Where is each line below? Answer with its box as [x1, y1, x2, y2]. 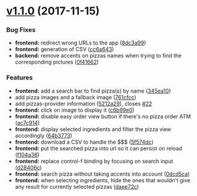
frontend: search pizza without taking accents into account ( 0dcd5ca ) [14, 170, 190, 177]
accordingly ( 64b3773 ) [14, 132, 72, 139]
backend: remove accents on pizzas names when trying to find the [14, 52, 182, 60]
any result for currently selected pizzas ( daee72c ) [14, 183, 139, 190]
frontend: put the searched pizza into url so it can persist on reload [14, 144, 183, 152]
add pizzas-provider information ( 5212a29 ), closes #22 [14, 100, 152, 107]
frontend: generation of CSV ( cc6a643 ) [14, 46, 114, 53]
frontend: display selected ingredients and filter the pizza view [14, 125, 172, 133]
